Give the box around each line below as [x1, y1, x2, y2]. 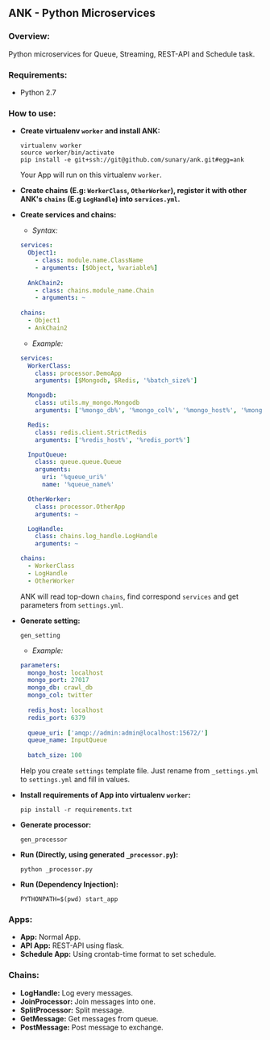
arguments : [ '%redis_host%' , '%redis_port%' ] [35, 436, 191, 444]
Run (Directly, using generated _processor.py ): [19, 850, 179, 860]
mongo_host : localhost [27, 668, 104, 677]
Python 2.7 [19, 87, 56, 97]
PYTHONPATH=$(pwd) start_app [19, 895, 118, 903]
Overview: [8, 31, 50, 42]
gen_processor [19, 836, 68, 844]
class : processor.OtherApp [35, 503, 126, 511]
